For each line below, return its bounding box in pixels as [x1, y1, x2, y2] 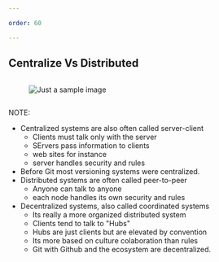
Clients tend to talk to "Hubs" [32, 219, 130, 229]
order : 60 [8, 19, 42, 27]
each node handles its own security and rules [32, 193, 186, 203]
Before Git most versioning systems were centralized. [20, 167, 200, 177]
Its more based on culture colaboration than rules [32, 236, 198, 246]
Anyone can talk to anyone [32, 184, 122, 194]
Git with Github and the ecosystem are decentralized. [32, 245, 212, 255]
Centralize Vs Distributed [8, 56, 139, 70]
